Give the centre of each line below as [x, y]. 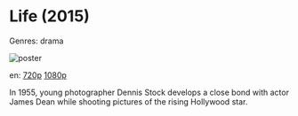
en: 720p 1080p [38, 75]
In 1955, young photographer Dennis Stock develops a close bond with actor [149, 92]
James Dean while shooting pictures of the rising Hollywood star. [129, 101]
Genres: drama [36, 41]
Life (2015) [50, 16]
